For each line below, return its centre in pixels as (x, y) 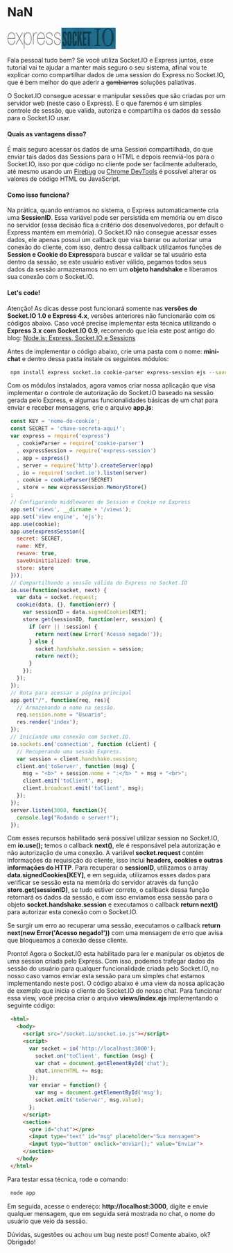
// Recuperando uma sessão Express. (69, 751)
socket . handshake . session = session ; (89, 649)
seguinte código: (31, 1005)
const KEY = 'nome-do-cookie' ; (55, 422)
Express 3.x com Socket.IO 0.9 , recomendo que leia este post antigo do (111, 330)
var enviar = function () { (68, 1085)
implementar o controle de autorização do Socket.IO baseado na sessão (110, 393)
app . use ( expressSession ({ (48, 532)
